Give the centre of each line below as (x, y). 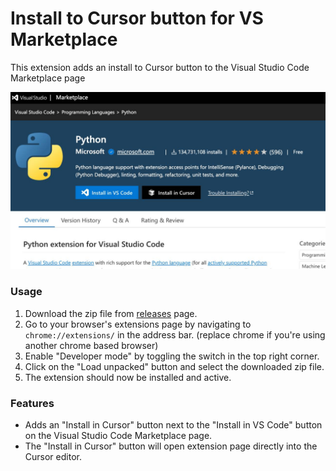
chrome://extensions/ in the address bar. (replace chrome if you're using (175, 334)
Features (32, 403)
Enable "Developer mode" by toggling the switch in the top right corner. (172, 356)
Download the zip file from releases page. (111, 313)
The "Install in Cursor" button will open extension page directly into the (171, 446)
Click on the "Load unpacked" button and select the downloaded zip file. (174, 366)
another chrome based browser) (91, 345)
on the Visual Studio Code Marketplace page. (118, 436)
